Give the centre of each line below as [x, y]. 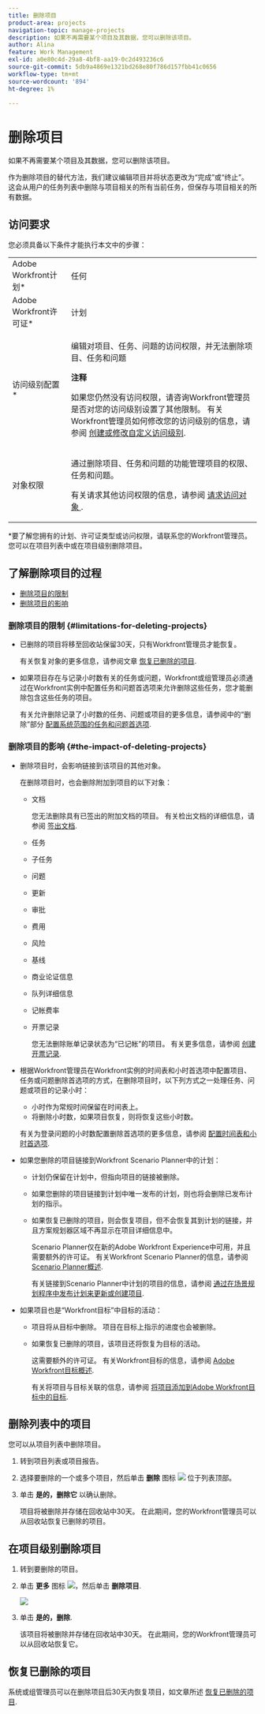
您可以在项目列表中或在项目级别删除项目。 [77, 546]
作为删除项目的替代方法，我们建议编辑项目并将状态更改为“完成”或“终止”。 [128, 178]
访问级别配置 [36, 385]
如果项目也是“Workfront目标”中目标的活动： [91, 1310]
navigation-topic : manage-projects [67, 30]
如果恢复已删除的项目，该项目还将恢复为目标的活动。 [118, 1343]
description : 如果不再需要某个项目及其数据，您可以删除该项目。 [102, 37]
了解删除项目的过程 [55, 573]
